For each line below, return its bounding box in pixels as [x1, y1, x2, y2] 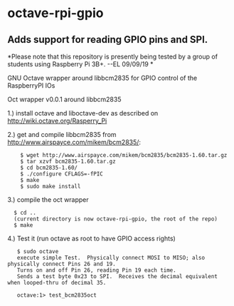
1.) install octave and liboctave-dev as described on [7, 109, 159, 117]
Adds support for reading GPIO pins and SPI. [7, 34, 208, 46]
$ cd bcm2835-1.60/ [20, 164, 78, 171]
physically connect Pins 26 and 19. [7, 260, 116, 267]
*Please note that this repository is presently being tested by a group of [7, 52, 218, 61]
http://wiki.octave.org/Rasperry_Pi [7, 116, 107, 125]
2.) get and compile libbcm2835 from [7, 131, 117, 138]
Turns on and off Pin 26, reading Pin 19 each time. [16, 267, 176, 274]
